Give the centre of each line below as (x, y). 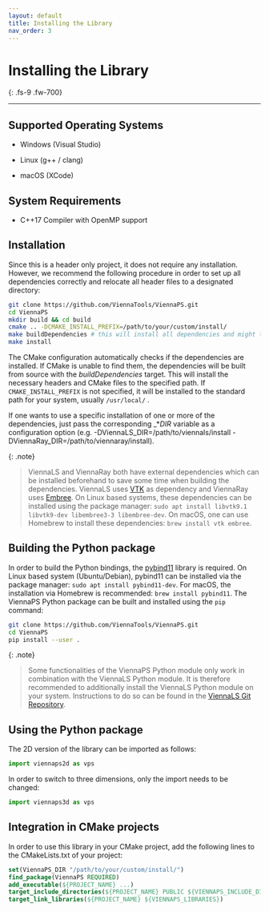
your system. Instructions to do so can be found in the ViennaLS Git (139, 696)
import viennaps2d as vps (51, 764)
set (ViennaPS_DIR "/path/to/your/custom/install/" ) (96, 870)
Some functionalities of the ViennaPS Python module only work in (136, 671)
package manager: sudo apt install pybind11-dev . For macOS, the (120, 584)
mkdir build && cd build (50, 320)
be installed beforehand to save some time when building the (128, 480)
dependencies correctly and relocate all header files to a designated (121, 281)
